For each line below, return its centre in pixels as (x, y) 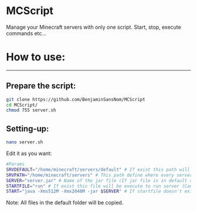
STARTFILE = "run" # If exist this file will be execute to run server (93, 186)
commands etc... (26, 33)
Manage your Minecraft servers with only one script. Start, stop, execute (94, 27)
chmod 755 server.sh (31, 110)
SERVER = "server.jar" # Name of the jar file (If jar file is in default (97, 180)
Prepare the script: (41, 86)
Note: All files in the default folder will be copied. (65, 203)
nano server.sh (25, 142)
